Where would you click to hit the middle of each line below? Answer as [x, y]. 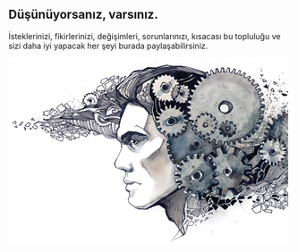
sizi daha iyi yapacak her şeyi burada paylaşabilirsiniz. [108, 46]
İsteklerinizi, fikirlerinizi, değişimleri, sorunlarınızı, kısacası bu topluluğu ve [145, 36]
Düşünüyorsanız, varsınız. [83, 15]
